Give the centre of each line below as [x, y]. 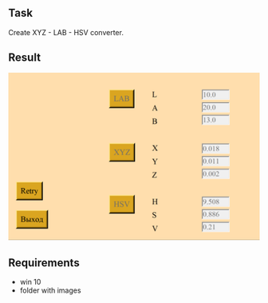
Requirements [44, 263]
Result [25, 58]
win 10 [30, 282]
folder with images [50, 290]
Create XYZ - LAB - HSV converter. [66, 32]
